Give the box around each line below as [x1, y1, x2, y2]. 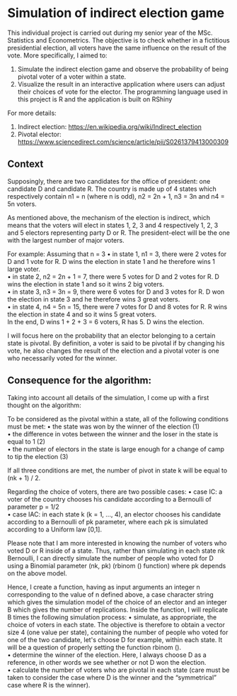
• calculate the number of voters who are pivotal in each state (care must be [7, 665, 230, 674]
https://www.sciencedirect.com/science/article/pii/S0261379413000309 [17, 137, 229, 146]
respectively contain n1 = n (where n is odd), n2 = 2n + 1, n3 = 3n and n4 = [7, 192, 225, 200]
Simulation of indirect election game [7, 5, 225, 21]
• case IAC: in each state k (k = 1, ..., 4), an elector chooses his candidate [7, 509, 221, 519]
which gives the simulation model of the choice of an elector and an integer [7, 597, 228, 606]
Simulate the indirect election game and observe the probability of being [17, 65, 229, 73]
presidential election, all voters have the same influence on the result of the [7, 43, 227, 52]
